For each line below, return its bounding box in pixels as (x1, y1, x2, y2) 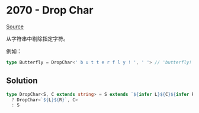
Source (6, 23, 24, 30)
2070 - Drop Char (6, 4, 94, 17)
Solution (6, 76, 38, 86)
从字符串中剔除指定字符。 (6, 35, 69, 42)
